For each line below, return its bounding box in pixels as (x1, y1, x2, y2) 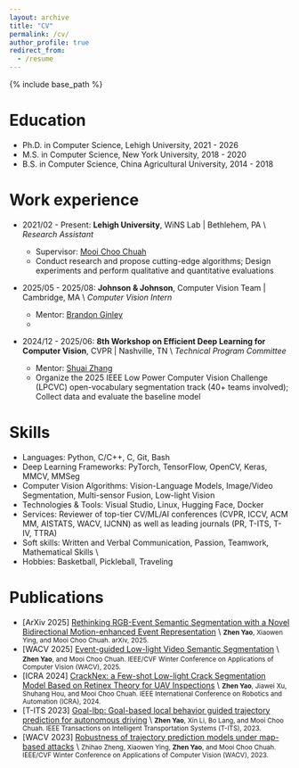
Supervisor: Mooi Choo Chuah (35, 246, 147, 257)
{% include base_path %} (9, 79, 103, 89)
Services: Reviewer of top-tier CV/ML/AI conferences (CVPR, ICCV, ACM (21, 508, 289, 519)
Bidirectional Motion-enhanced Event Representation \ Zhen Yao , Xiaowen (21, 626, 283, 637)
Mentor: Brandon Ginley (35, 309, 123, 319)
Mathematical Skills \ (21, 546, 99, 557)
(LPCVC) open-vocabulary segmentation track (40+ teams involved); (35, 381, 289, 392)
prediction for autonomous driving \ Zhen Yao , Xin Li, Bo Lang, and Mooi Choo (21, 714, 285, 725)
